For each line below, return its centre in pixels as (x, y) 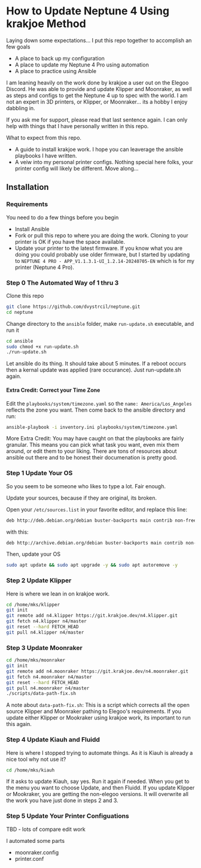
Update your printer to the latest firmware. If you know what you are (98, 248)
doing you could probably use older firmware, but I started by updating (102, 254)
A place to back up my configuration (60, 58)
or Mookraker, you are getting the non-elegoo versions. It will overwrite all (97, 794)
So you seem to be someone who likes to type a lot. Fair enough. (86, 486)
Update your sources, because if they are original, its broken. (82, 498)
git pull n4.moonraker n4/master (48, 688)
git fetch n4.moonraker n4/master (49, 677)
